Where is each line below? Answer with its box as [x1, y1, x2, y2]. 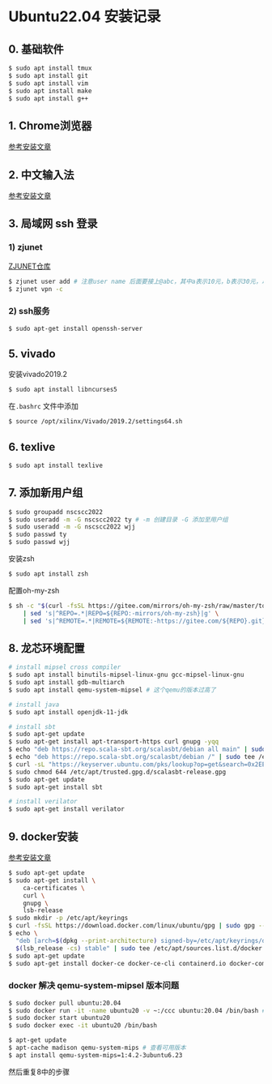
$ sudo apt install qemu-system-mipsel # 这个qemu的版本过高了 [8, 686, 217, 694]
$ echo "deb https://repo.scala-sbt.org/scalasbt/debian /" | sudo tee [8, 753, 255, 761]
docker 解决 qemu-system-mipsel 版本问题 [8, 980, 180, 992]
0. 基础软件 [8, 42, 64, 56]
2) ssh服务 [8, 306, 50, 317]
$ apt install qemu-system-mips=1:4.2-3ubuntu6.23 [8, 1051, 183, 1059]
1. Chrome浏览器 [8, 118, 92, 132]
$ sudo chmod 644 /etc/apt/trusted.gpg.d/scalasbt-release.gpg [8, 768, 227, 776]
